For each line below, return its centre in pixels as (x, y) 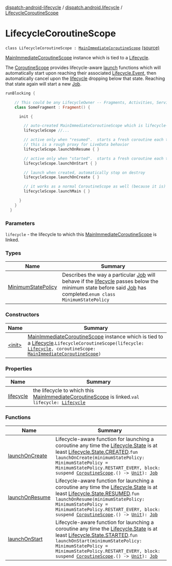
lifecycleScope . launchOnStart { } (60, 163)
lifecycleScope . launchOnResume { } (62, 149)
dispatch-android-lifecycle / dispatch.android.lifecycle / (64, 7)
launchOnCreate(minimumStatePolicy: (100, 458)
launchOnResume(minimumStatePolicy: (100, 499)
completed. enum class (89, 294)
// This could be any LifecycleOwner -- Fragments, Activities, (84, 102)
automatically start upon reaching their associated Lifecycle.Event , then (81, 73)
